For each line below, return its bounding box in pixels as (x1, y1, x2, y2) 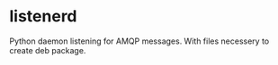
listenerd (9, 6, 77, 27)
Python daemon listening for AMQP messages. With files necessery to (9, 36, 270, 46)
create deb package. (9, 45, 86, 55)
